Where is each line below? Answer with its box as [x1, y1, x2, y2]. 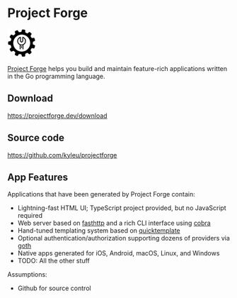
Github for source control [17, 284, 91, 292]
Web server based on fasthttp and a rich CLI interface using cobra [17, 219, 211, 228]
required [17, 211, 43, 220]
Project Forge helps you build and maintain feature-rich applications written [7, 64, 228, 72]
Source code [7, 132, 65, 144]
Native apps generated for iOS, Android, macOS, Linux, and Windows [17, 249, 220, 258]
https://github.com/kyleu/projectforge [7, 150, 117, 159]
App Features [7, 171, 69, 183]
